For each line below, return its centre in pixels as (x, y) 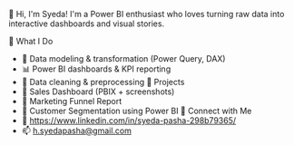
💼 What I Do (31, 41)
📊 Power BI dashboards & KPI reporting (96, 69)
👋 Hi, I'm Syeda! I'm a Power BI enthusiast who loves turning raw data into (147, 14)
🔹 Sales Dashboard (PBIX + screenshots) (98, 92)
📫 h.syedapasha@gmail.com (77, 130)
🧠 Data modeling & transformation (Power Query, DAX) (123, 58)
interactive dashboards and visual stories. (87, 24)
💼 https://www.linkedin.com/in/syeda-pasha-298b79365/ (129, 121)
